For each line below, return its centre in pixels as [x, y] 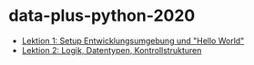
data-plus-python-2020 [102, 16]
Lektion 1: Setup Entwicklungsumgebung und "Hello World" [133, 41]
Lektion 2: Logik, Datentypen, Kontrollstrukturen [112, 50]
